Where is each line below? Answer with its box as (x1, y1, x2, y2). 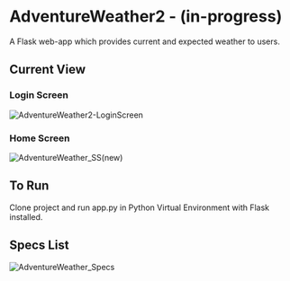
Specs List (9, 238, 69, 253)
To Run (9, 178, 50, 194)
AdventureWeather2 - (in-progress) (9, 6, 283, 27)
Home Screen (9, 132, 70, 145)
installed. (9, 211, 43, 222)
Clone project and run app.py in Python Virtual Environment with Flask (9, 202, 270, 213)
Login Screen (9, 89, 69, 101)
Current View (9, 62, 86, 77)
